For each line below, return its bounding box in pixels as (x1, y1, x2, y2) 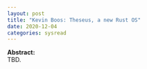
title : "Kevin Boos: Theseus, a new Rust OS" (7, 17, 141, 23)
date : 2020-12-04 (7, 23, 58, 30)
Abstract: (7, 48, 35, 57)
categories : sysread (7, 29, 67, 37)
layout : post (7, 10, 45, 17)
